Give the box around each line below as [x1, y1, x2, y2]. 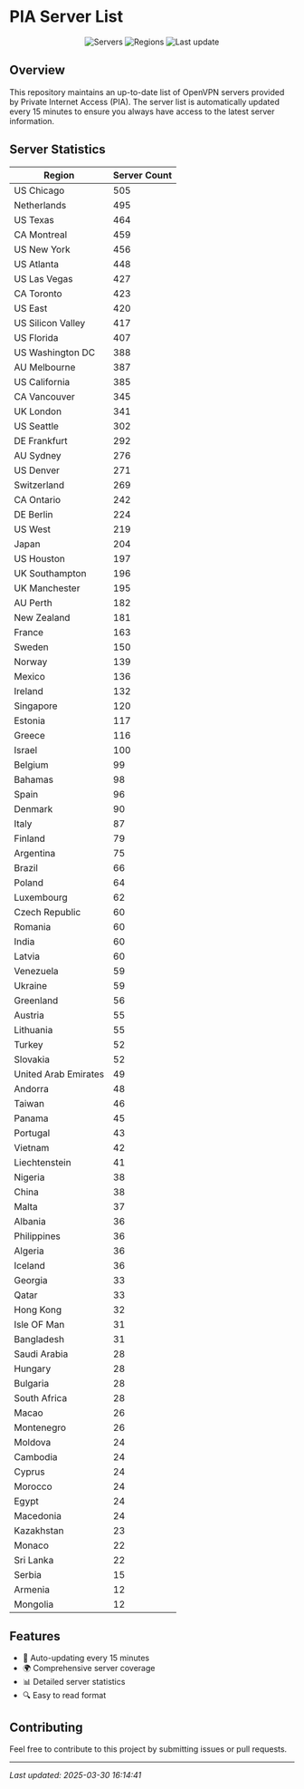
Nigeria [14, 1171, 45, 1184]
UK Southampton [14, 566, 87, 579]
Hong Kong [14, 1303, 62, 1316]
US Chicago [14, 184, 65, 197]
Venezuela [14, 964, 59, 977]
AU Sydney [14, 449, 62, 461]
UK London [14, 405, 62, 418]
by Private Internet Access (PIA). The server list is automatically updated [9, 96, 280, 107]
